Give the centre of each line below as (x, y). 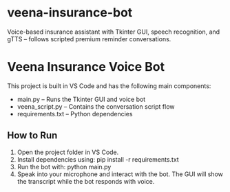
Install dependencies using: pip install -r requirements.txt (98, 159)
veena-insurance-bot (70, 13)
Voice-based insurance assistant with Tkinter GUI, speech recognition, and (114, 32)
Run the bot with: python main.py (64, 167)
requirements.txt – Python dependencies (75, 114)
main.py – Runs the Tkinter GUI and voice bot (81, 99)
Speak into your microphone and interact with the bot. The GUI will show (120, 174)
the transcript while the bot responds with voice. (86, 181)
